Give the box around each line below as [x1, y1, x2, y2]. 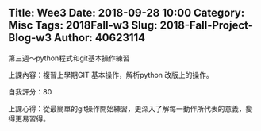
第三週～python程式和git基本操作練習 [8, 53, 130, 63]
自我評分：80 [8, 87, 52, 96]
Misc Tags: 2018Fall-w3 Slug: [8, 19, 158, 33]
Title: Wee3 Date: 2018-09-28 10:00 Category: [8, 6, 245, 20]
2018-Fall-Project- [159, 19, 254, 33]
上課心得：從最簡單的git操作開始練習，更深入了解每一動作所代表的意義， [8, 103, 246, 114]
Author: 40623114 [53, 31, 146, 44]
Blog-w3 [8, 31, 52, 44]
